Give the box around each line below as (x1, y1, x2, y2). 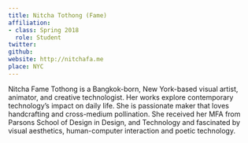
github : (8, 48, 34, 56)
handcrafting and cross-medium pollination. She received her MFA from (8, 109, 241, 119)
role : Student (15, 33, 61, 42)
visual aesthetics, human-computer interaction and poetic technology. (8, 126, 236, 135)
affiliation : (8, 19, 51, 27)
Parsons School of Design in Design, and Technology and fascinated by (8, 117, 241, 126)
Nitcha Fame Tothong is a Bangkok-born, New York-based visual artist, (8, 84, 239, 93)
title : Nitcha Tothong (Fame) (8, 11, 108, 20)
